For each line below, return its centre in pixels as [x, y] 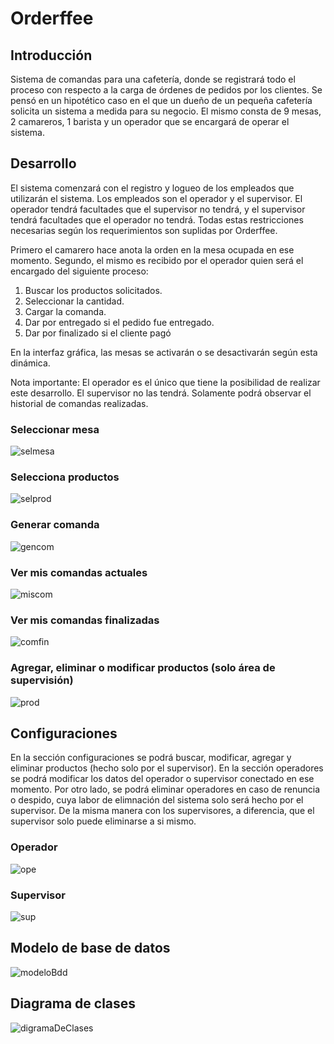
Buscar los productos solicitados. [93, 290]
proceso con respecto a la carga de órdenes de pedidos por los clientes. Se [166, 90]
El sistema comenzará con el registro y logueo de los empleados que [152, 188]
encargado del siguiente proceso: [79, 271]
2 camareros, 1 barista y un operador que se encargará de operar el [150, 121]
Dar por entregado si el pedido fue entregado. [119, 322]
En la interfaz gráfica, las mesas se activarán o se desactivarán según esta [164, 352]
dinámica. [30, 363]
